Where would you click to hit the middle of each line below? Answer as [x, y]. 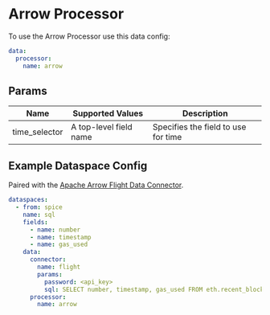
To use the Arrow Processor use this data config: [89, 36]
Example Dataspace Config [78, 166]
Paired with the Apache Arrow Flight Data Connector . [96, 185]
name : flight [59, 267]
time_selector [38, 132]
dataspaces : [28, 200]
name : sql [39, 215]
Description [205, 113]
